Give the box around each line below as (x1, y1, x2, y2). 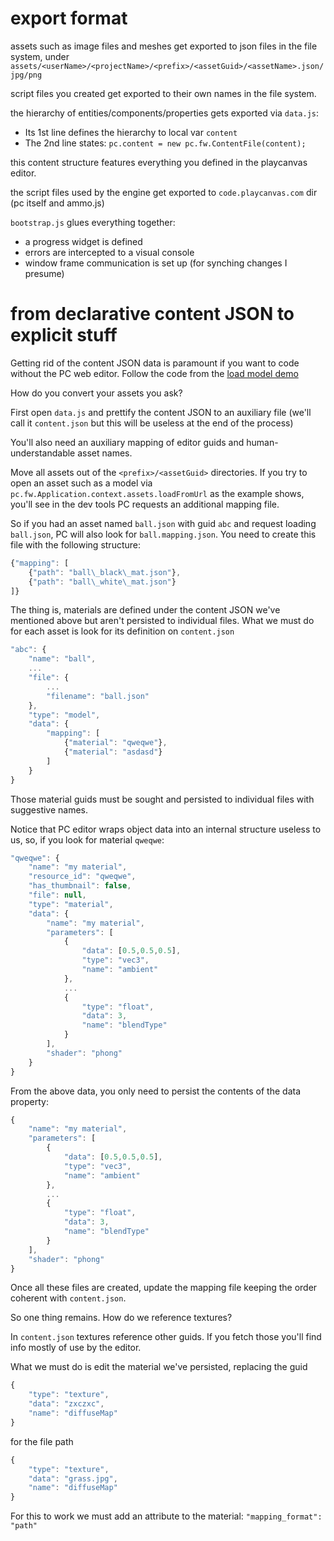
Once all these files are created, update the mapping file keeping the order (10, 1282, 318, 1294)
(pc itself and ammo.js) (10, 197, 105, 209)
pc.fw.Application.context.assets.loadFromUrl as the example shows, (10, 487, 305, 499)
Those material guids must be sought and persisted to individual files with (10, 793, 315, 805)
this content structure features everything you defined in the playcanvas (10, 156, 308, 168)
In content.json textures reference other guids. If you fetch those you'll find (10, 1331, 322, 1343)
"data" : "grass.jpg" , (28, 1473, 118, 1484)
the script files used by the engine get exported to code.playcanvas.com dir (10, 186, 318, 198)
